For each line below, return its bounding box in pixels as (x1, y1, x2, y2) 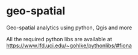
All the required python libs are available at (6, 35, 113, 42)
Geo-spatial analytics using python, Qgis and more (6, 24, 133, 31)
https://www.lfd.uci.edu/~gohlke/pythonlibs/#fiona (6, 42, 133, 49)
